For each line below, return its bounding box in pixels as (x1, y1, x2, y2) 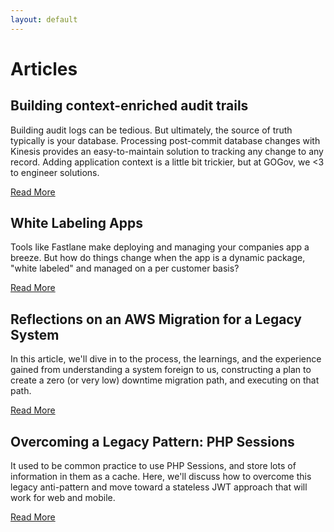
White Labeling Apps (10, 215, 143, 232)
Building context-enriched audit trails (10, 97, 249, 115)
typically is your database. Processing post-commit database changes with (10, 134, 321, 146)
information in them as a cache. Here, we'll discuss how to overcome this (10, 471, 312, 483)
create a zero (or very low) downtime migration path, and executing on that (10, 374, 320, 386)
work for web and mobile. (10, 492, 116, 504)
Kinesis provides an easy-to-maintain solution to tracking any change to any (10, 145, 324, 157)
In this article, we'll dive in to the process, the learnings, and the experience (10, 353, 322, 365)
